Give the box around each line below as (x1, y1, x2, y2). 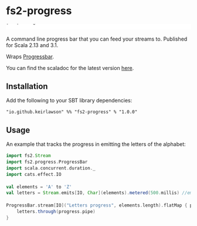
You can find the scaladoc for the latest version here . (6, 64, 134, 71)
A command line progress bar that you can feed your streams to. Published (6, 35, 188, 42)
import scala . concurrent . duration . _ (6, 165, 96, 171)
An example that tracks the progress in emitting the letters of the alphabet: (6, 141, 186, 148)
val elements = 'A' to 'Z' (6, 184, 72, 190)
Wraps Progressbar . (6, 53, 55, 60)
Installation (6, 81, 48, 91)
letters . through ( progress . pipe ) (16, 209, 96, 215)
